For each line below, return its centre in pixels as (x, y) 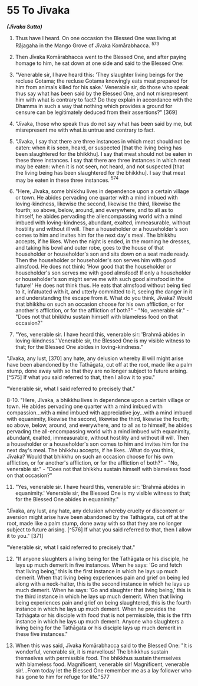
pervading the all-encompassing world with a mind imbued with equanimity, (99, 432)
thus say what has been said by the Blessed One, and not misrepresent (101, 93)
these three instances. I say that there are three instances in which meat (103, 160)
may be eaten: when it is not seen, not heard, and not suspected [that (100, 166)
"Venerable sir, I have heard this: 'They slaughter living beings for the (99, 74)
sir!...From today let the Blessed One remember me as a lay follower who (103, 671)
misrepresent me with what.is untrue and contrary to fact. (85, 130)
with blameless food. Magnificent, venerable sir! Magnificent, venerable (102, 664)
